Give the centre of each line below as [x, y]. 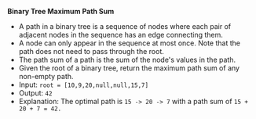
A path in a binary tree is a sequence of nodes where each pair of [125, 26]
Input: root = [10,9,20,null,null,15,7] [84, 85]
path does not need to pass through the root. [91, 51]
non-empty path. [46, 76]
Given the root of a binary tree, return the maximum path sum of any [129, 68]
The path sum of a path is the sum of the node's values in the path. [127, 59]
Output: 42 [35, 93]
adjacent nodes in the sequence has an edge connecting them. [121, 35]
